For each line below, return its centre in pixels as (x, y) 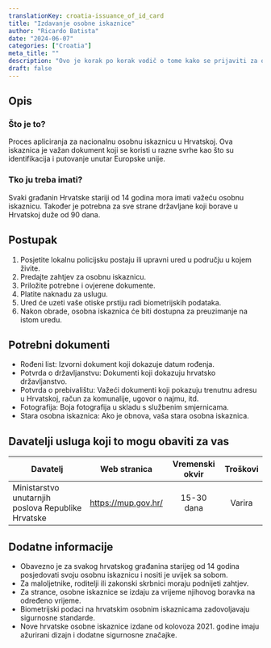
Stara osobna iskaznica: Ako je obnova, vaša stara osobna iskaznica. (135, 416)
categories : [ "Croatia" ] (50, 46)
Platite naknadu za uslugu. (64, 294)
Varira (242, 503)
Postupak (33, 240)
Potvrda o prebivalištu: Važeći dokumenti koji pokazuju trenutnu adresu (138, 390)
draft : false (30, 69)
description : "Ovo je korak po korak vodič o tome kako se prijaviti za (133, 61)
